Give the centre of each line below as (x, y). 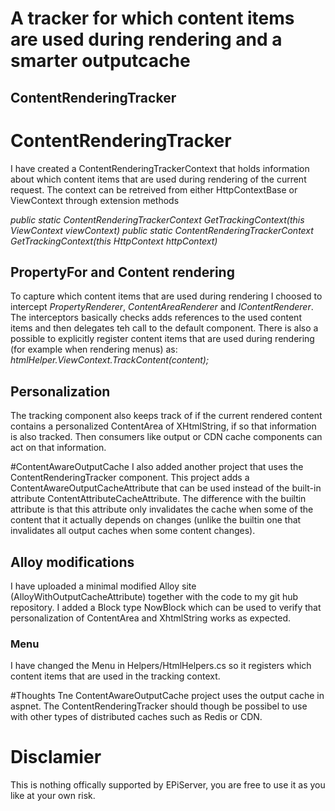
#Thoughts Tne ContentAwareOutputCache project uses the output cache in (167, 696)
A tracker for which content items (152, 18)
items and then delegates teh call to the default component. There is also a (164, 328)
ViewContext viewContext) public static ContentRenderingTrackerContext (162, 230)
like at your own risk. (53, 796)
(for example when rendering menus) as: (94, 349)
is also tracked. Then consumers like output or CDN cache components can (166, 437)
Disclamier (56, 757)
